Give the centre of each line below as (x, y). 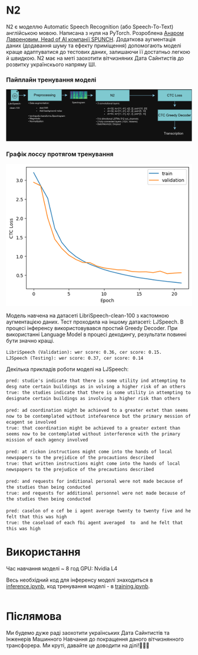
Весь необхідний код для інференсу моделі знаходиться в (80, 580)
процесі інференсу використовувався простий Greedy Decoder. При (92, 328)
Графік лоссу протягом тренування (60, 154)
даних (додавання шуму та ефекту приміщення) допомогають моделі (94, 46)
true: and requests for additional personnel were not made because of (96, 493)
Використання (43, 552)
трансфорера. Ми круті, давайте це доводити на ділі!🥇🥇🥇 (78, 645)
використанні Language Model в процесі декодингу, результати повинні (96, 334)
